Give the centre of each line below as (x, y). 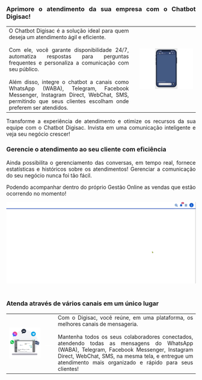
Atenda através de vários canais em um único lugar (83, 303)
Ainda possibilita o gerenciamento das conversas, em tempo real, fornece (101, 162)
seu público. (24, 69)
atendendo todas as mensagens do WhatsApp (126, 343)
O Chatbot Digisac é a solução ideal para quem (69, 31)
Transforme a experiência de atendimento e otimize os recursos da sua (101, 121)
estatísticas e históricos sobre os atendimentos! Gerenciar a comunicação (101, 169)
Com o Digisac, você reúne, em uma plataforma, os (126, 318)
